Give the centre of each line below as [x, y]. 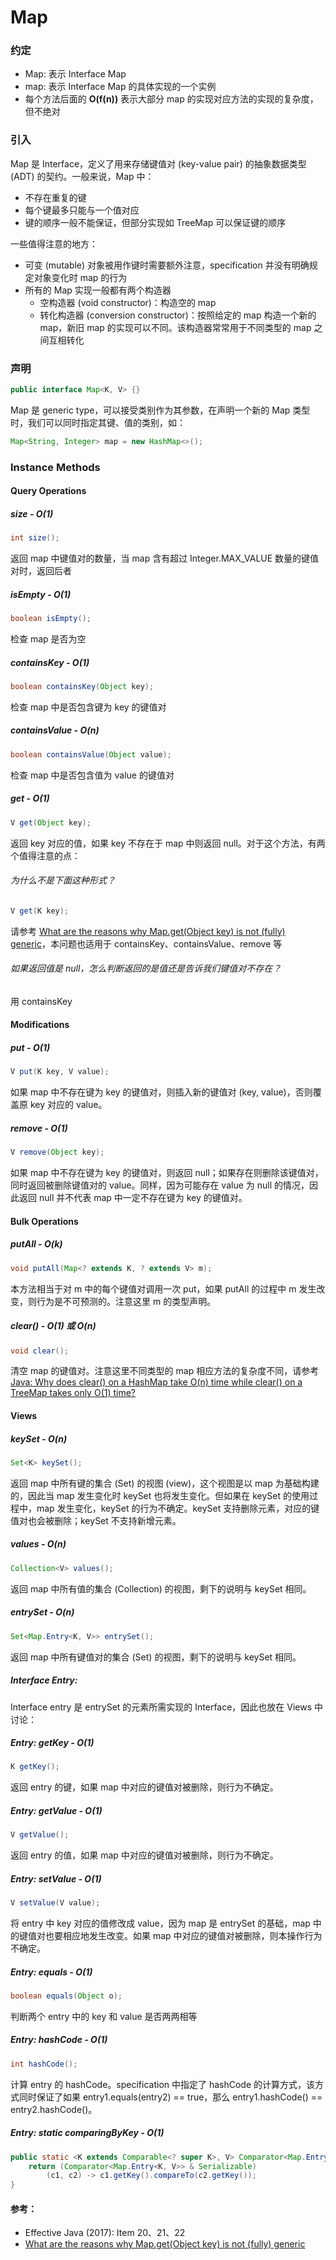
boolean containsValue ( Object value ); [91, 754]
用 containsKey [41, 1001]
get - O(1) [30, 798]
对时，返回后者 [41, 571]
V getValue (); [40, 1835]
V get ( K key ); [40, 911]
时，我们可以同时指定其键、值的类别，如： [98, 422]
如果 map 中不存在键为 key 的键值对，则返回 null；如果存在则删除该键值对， [167, 1173]
